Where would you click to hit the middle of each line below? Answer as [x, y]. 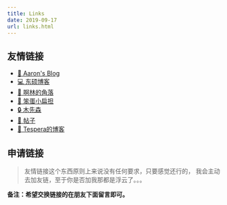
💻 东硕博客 [34, 82]
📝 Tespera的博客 [41, 130]
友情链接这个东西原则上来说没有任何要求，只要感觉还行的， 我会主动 [122, 171]
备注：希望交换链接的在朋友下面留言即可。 [68, 194]
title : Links [26, 14]
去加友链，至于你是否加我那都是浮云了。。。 [85, 180]
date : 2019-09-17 [32, 20]
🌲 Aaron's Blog [38, 73]
